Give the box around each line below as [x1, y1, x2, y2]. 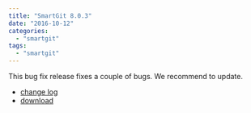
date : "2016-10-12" [8, 19, 74, 27]
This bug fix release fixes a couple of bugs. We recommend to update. [8, 72, 243, 81]
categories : [8, 27, 49, 35]
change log [19, 87, 58, 97]
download [19, 96, 54, 105]
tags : [8, 42, 27, 50]
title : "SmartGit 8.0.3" [8, 11, 92, 20]
